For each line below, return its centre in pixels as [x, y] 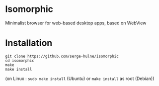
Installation [29, 43]
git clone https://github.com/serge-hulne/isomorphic [62, 56]
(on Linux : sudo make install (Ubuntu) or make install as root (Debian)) [80, 79]
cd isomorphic [20, 61]
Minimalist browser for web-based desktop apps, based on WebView [76, 23]
